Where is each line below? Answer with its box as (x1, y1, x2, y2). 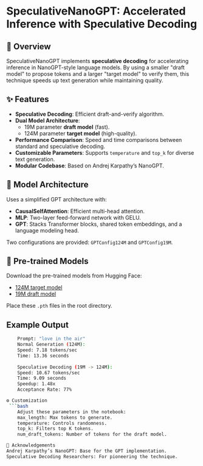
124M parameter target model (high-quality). (24, 129, 137, 137)
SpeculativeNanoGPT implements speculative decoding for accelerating (6, 58, 189, 64)
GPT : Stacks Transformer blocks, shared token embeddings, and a (15, 220, 182, 228)
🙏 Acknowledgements (6, 442, 56, 448)
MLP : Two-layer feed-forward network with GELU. (15, 214, 141, 221)
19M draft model (15, 290, 57, 298)
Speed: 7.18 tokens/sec (17, 347, 78, 353)
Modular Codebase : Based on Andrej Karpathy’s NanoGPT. (15, 162, 164, 169)
